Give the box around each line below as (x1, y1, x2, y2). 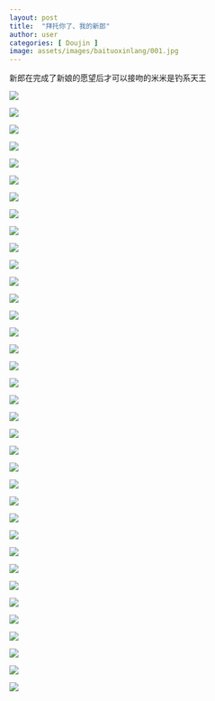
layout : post (9, 13, 58, 23)
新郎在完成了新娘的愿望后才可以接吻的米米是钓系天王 (9, 73, 207, 84)
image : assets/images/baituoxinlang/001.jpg (9, 47, 179, 56)
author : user (9, 30, 58, 39)
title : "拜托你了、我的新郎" (9, 22, 111, 31)
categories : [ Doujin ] (9, 38, 99, 48)
